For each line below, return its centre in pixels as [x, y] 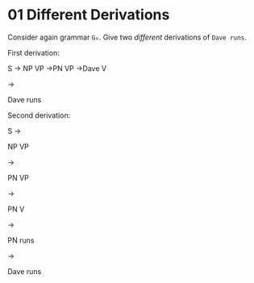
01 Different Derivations [89, 15]
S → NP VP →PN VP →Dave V [57, 68]
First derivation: [33, 52]
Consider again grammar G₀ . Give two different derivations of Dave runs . [127, 37]
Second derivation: [39, 115]
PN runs [21, 240]
